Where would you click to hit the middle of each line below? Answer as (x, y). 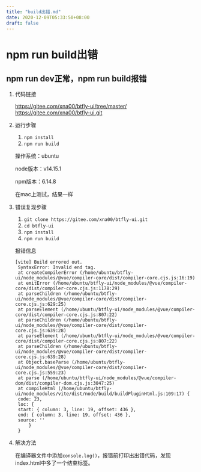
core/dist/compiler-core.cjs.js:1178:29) (67, 289)
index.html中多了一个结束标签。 (54, 463)
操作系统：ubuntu (37, 156)
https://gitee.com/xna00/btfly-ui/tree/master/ (71, 107)
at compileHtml (37, 389)
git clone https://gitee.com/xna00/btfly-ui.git (86, 220)
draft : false (22, 23)
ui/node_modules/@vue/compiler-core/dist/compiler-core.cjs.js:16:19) (105, 278)
